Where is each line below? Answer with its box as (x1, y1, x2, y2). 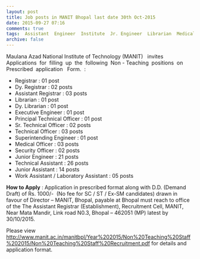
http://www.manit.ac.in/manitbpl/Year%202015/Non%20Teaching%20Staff (6, 233, 191, 240)
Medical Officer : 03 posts (14, 141, 79, 147)
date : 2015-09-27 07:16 (6, 20, 65, 26)
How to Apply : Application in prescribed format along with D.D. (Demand (6, 184, 186, 191)
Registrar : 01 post (14, 77, 60, 84)
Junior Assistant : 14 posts (14, 166, 80, 173)
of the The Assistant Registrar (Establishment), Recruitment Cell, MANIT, (6, 203, 184, 209)
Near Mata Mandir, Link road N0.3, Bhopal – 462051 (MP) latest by (6, 209, 168, 216)
